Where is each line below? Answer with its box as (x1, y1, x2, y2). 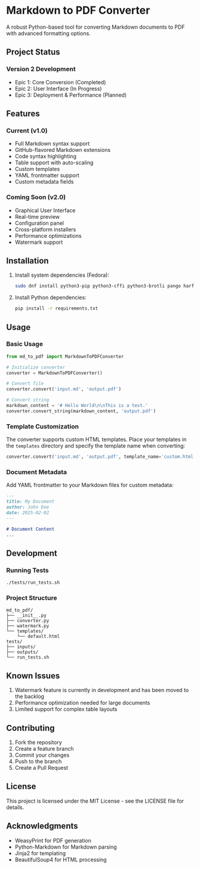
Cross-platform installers (14, 225, 76, 233)
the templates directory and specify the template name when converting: (6, 442, 186, 449)
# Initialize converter (6, 364, 66, 371)
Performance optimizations (14, 232, 82, 239)
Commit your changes (14, 751, 70, 758)
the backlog (14, 693, 45, 700)
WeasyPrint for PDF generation (14, 837, 91, 844)
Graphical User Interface (14, 207, 76, 214)
